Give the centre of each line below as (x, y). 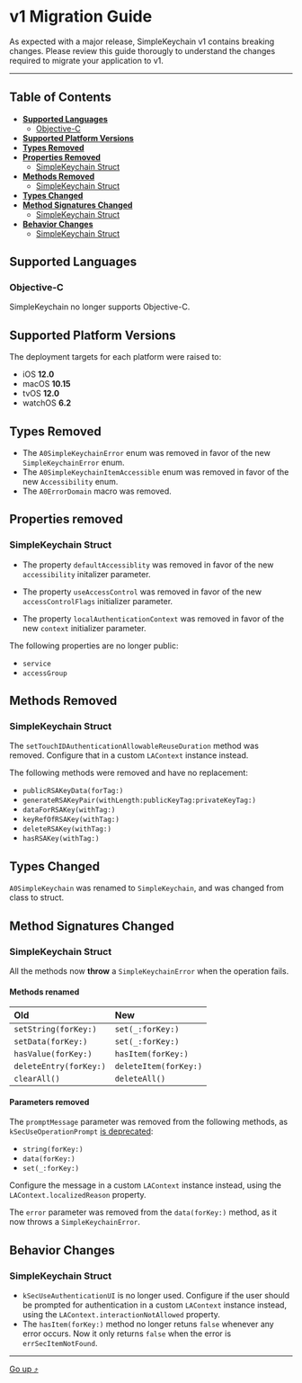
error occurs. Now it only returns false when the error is (127, 1334)
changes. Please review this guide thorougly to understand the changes (142, 50)
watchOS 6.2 (47, 403)
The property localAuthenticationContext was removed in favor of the (153, 619)
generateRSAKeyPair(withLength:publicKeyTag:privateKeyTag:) (139, 801)
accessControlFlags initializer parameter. (98, 601)
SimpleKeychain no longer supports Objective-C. (100, 307)
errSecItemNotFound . (60, 1343)
